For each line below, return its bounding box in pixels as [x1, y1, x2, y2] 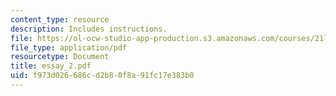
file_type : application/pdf [10, 42, 128, 53]
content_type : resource [10, 14, 110, 25]
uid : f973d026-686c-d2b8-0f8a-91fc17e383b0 [10, 71, 195, 81]
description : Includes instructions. [10, 24, 168, 34]
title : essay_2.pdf [10, 61, 92, 71]
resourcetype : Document [10, 52, 110, 62]
